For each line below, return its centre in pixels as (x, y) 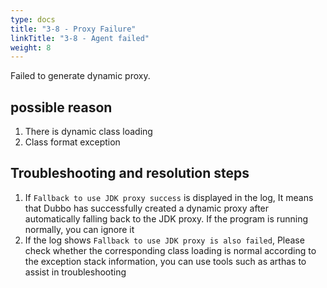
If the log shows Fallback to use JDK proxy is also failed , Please (164, 240)
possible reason (61, 107)
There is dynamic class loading (88, 132)
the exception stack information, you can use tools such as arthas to (165, 261)
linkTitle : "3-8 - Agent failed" (80, 38)
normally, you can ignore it (79, 229)
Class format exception (72, 142)
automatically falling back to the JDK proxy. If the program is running (166, 218)
